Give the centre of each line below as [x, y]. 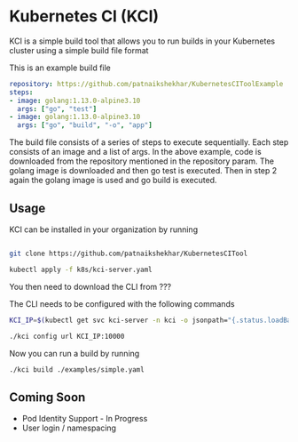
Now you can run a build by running [74, 353]
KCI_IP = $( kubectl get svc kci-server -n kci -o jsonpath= [118, 320]
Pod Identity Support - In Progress [85, 419]
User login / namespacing [69, 428]
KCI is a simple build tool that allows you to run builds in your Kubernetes [142, 41]
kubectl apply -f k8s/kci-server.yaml [81, 269]
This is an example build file [60, 68]
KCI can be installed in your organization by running [103, 229]
